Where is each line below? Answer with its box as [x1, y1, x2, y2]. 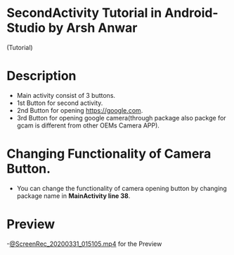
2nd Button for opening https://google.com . [16, 106, 143, 114]
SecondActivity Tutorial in [6, 5, 162, 21]
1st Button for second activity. [16, 99, 103, 107]
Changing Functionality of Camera [6, 146, 212, 162]
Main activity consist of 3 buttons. [16, 91, 116, 99]
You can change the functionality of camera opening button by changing [16, 184, 228, 192]
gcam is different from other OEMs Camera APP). [16, 121, 160, 130]
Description [6, 68, 77, 84]
